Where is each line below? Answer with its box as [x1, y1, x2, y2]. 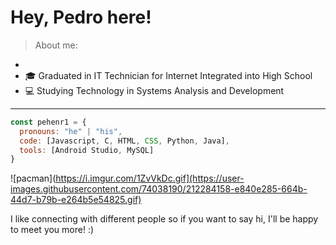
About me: [34, 39, 78, 51]
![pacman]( [10, 172, 57, 185]
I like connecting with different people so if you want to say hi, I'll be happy [10, 213, 319, 225]
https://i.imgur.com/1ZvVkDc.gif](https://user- [55, 172, 245, 185]
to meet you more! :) [10, 224, 95, 236]
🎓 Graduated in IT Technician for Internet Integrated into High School [24, 69, 313, 81]
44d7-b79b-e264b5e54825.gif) [10, 194, 142, 206]
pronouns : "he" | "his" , [19, 126, 123, 136]
